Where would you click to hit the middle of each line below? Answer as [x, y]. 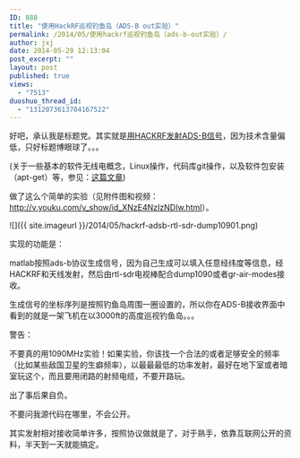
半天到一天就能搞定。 [64, 445]
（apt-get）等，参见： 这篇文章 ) [68, 177]
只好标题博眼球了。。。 [64, 147]
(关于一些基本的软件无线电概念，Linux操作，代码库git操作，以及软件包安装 [147, 166]
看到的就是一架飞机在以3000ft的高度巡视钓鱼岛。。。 [104, 315]
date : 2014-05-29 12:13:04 [60, 51]
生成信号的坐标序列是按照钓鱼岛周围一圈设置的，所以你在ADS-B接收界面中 [147, 305]
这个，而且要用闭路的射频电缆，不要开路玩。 [107, 376]
